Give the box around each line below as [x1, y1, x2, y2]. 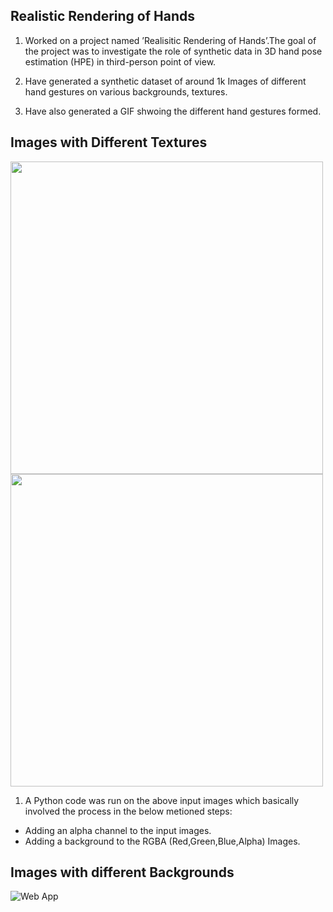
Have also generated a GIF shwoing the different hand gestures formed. [24, 105, 322, 117]
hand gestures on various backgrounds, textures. [24, 85, 228, 98]
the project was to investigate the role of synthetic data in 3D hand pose [24, 45, 323, 57]
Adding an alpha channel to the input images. [24, 824, 212, 836]
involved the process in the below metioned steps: [24, 805, 233, 817]
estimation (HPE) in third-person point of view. [24, 55, 217, 68]
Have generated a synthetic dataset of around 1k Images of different [24, 75, 307, 87]
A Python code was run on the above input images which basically [24, 794, 300, 806]
